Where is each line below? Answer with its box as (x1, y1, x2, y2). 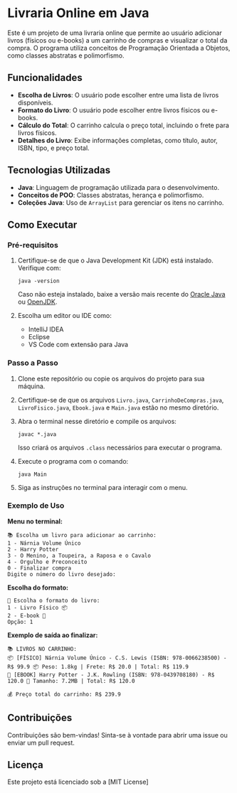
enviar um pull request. (7, 738, 75, 747)
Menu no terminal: (7, 517, 63, 526)
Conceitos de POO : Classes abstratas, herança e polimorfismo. (17, 191, 204, 199)
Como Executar (7, 218, 78, 230)
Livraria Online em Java (7, 5, 149, 21)
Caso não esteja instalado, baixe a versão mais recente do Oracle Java (17, 290, 226, 299)
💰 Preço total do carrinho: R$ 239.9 (7, 691, 121, 698)
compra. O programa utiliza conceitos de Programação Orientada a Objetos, (7, 43, 231, 52)
